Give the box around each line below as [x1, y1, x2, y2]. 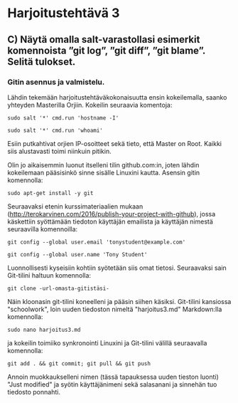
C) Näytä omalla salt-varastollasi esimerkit [7, 33, 200, 46]
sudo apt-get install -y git [7, 189, 94, 197]
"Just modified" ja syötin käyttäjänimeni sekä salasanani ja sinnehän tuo [7, 380, 217, 389]
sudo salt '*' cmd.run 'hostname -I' [7, 114, 119, 122]
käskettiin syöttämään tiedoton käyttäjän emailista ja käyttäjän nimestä [7, 217, 213, 226]
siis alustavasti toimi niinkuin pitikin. [7, 147, 112, 155]
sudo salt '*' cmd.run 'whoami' [7, 127, 103, 134]
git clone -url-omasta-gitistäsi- [7, 285, 110, 292]
